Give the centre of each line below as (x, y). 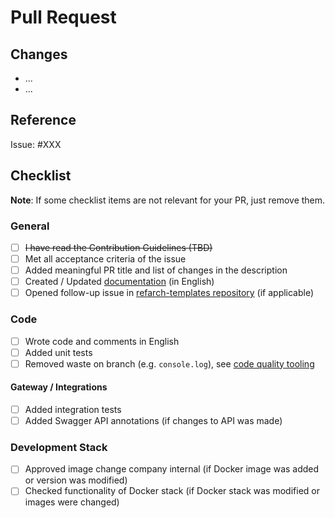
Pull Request (63, 17)
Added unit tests (58, 352)
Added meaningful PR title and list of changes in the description (156, 270)
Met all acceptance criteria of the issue (105, 258)
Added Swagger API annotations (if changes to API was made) (153, 420)
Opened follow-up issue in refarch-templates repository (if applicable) (169, 293)
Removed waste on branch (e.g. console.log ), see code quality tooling (169, 363)
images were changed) (72, 502)
